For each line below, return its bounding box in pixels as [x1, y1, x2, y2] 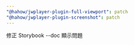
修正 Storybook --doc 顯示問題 [6, 31, 83, 39]
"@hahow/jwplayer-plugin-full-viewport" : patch [6, 8, 129, 15]
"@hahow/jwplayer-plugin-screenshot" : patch [6, 14, 120, 20]
